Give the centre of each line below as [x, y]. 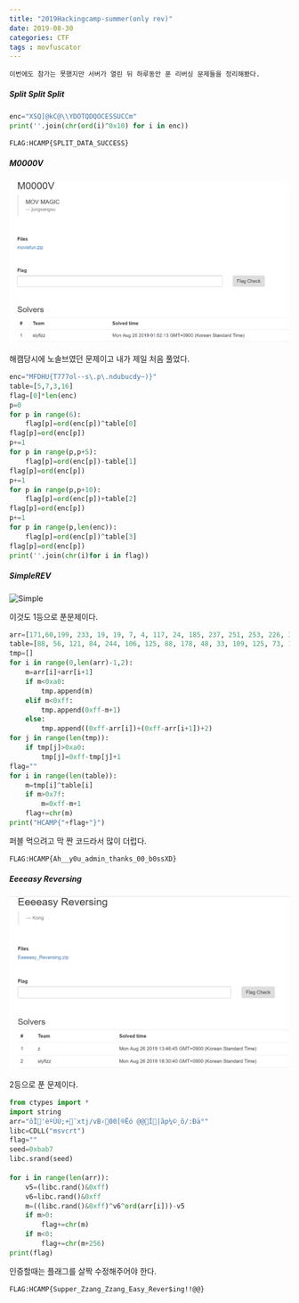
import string [36, 1112]
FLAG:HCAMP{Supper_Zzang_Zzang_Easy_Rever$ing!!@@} [107, 1289]
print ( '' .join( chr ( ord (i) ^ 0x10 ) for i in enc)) [99, 126]
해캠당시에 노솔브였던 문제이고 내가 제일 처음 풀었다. [99, 359]
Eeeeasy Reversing [46, 878]
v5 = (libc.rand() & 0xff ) [67, 1187]
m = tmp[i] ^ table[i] [59, 785]
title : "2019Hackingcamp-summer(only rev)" [91, 19]
